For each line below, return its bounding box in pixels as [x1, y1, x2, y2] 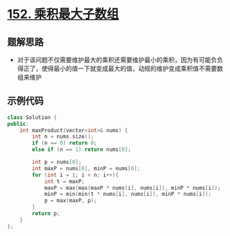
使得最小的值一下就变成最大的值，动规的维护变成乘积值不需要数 [41, 64, 223, 73]
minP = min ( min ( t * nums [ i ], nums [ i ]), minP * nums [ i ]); [44, 191, 212, 198]
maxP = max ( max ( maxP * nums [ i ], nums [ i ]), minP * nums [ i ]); [44, 184, 221, 191]
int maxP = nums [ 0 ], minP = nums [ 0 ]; [32, 165, 140, 172]
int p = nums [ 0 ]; [32, 158, 82, 166]
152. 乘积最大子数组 [7, 6, 119, 22]
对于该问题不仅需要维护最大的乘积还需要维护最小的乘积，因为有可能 [17, 56, 211, 64]
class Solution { [7, 114, 57, 121]
